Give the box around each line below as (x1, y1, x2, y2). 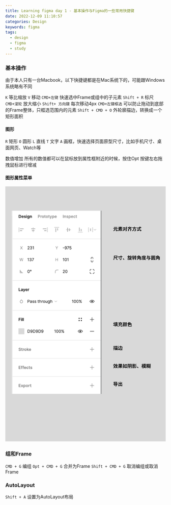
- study (10, 46, 26, 51)
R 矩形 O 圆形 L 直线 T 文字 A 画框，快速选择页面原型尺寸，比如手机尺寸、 (5, 138, 158, 145)
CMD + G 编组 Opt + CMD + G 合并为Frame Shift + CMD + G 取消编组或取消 (5, 463, 158, 469)
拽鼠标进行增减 (5, 162, 37, 168)
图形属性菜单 (5, 174, 32, 181)
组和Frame (5, 450, 32, 458)
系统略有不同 (5, 83, 32, 89)
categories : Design (5, 19, 47, 24)
